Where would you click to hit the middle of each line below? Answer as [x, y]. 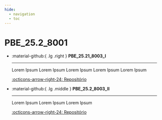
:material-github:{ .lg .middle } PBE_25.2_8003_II [60, 89]
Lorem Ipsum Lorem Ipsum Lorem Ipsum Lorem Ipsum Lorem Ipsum [79, 70]
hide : [10, 9]
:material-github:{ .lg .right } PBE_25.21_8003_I [59, 56]
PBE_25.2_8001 [36, 43]
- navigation [22, 14]
